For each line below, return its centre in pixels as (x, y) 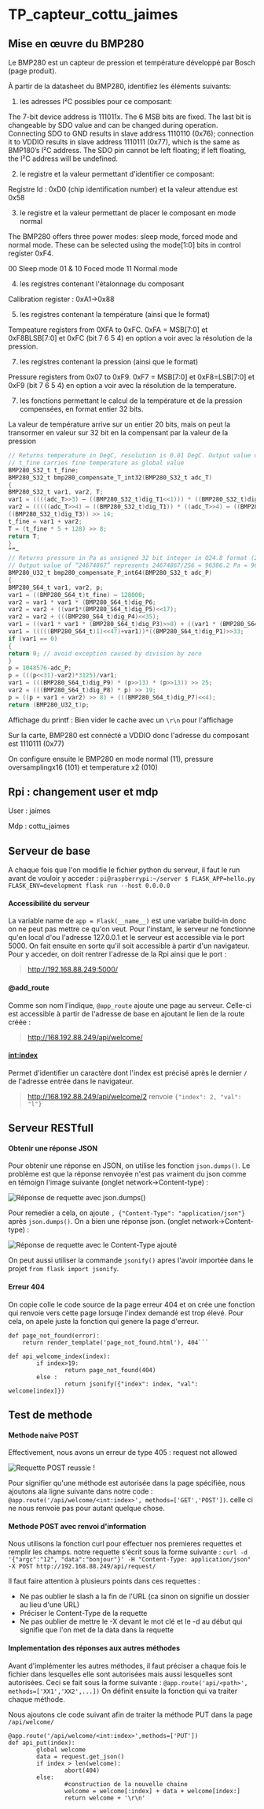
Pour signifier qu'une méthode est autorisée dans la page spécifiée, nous (127, 1483)
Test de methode (50, 1415)
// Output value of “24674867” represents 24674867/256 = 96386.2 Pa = (128, 565)
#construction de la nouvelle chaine (126, 1784)
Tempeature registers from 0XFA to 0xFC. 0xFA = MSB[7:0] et (108, 330)
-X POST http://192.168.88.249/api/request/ (82, 1567)
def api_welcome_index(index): (59, 1356)
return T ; (24, 536)
